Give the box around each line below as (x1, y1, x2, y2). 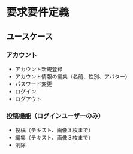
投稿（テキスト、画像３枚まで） (14, 126, 94, 134)
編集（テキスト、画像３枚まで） (14, 134, 94, 141)
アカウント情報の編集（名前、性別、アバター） (14, 73, 131, 80)
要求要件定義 (6, 5, 70, 19)
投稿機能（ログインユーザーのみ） (6, 111, 105, 120)
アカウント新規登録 (14, 65, 63, 73)
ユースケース (6, 31, 53, 41)
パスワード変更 (14, 80, 52, 87)
